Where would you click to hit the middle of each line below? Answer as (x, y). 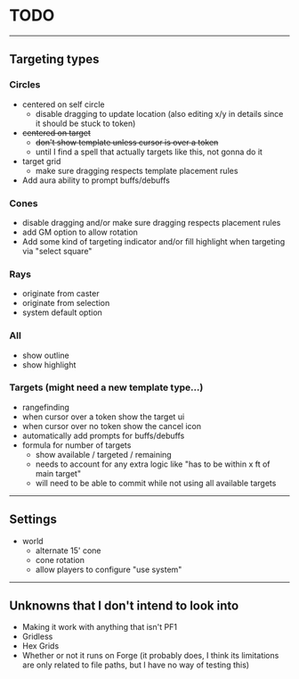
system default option (62, 312)
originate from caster (61, 294)
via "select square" (57, 251)
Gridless (37, 637)
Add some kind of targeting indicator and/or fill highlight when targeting (154, 241)
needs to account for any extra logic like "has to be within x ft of (153, 464)
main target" (58, 473)
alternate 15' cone (68, 551)
